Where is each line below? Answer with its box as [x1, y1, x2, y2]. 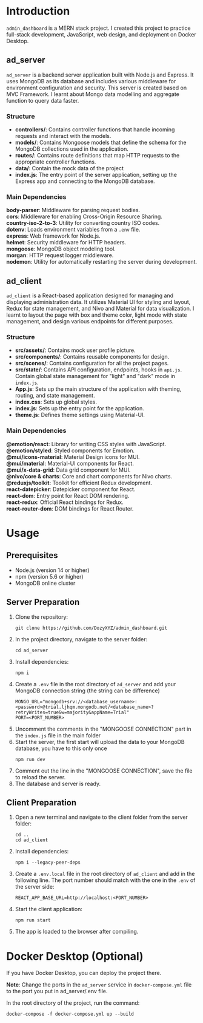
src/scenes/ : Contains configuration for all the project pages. [15, 360, 169, 367]
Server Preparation [6, 597, 80, 607]
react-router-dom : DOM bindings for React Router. [6, 505, 134, 512]
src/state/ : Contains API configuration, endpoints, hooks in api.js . [15, 366, 182, 373]
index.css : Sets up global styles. [15, 398, 98, 405]
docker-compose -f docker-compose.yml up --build [6, 1011, 135, 1018]
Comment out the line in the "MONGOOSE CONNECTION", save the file [15, 767, 193, 774]
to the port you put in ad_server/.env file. [6, 988, 108, 995]
